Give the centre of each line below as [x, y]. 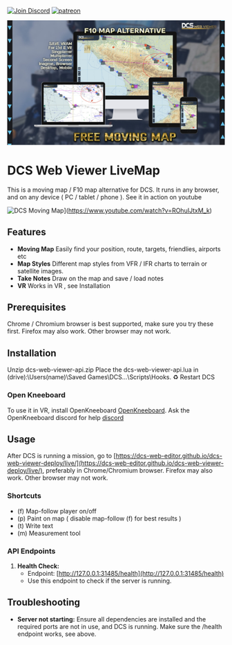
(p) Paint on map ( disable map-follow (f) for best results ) [99, 518]
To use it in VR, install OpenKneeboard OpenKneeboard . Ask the [98, 410]
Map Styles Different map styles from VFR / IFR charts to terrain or [112, 264]
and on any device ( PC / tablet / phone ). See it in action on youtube [105, 197]
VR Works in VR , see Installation [64, 285]
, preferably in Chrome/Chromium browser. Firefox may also [127, 471]
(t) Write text [35, 525]
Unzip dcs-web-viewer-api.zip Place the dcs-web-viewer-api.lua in [103, 370]
